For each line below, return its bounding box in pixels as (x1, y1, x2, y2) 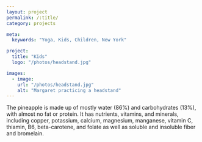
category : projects (6, 20, 56, 26)
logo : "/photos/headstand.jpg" (12, 59, 92, 65)
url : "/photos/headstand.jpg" (17, 82, 95, 88)
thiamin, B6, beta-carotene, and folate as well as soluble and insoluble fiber (6, 123, 196, 131)
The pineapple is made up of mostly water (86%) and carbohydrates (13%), (6, 104, 197, 112)
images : (6, 70, 26, 76)
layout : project (6, 9, 48, 15)
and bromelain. (6, 130, 45, 137)
